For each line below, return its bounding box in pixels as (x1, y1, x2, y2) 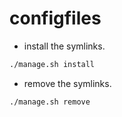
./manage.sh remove (9, 97, 91, 107)
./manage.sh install (9, 59, 96, 69)
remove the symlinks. (23, 77, 112, 89)
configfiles (9, 7, 102, 30)
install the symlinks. (23, 40, 106, 52)
